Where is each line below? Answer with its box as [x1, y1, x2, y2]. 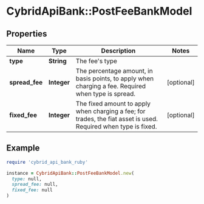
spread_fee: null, [12, 181, 59, 188]
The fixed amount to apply [75, 99, 151, 108]
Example [6, 143, 40, 153]
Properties [6, 29, 47, 39]
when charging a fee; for [75, 107, 146, 115]
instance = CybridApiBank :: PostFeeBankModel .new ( [6, 170, 135, 176]
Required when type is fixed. [75, 122, 157, 130]
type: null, [12, 175, 42, 182]
